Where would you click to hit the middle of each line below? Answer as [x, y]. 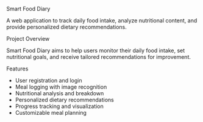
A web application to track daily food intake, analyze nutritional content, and [102, 20]
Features [17, 69]
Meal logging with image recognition [61, 87]
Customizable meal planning [51, 113]
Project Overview [28, 39]
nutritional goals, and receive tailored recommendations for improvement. [98, 57]
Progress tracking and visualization [59, 106]
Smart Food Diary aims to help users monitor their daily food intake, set [96, 50]
